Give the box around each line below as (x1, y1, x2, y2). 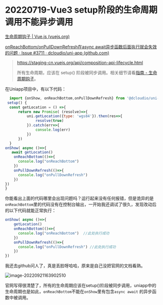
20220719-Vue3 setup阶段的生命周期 (5, 4, 158, 16)
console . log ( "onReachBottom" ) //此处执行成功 (17, 231, 110, 236)
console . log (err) (35, 127, 70, 133)
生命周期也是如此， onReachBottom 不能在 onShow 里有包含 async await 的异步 (5, 288, 152, 294)
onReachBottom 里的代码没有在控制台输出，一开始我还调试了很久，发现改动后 (5, 202, 157, 207)
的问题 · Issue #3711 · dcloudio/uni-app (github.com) (5, 50, 110, 56)
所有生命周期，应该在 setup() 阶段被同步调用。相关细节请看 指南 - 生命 (16, 69, 158, 75)
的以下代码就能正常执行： (5, 207, 56, 214)
